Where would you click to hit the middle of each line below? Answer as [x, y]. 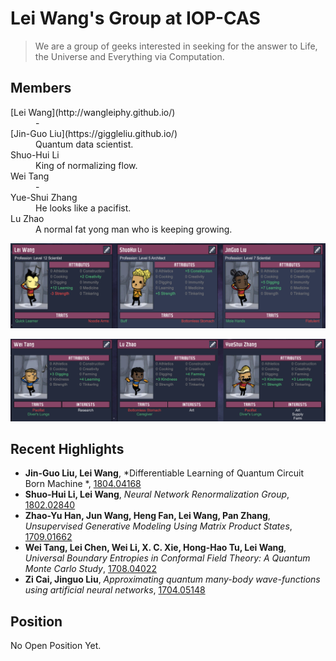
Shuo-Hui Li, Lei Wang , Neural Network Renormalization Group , [157, 494]
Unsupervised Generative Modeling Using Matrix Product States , [158, 526]
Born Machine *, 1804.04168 [83, 484]
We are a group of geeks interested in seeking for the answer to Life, [176, 46]
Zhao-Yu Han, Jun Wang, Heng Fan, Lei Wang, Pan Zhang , [147, 516]
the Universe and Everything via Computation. [129, 56]
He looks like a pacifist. [83, 208]
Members [41, 88]
